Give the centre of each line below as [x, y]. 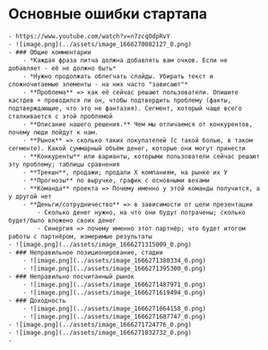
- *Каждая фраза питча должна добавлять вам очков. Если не [125, 60]
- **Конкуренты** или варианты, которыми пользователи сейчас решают [142, 156]
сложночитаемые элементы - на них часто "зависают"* [98, 84]
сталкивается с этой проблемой [61, 116]
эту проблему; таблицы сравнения [64, 164]
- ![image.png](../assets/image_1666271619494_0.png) [114, 292]
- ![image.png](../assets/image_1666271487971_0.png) [114, 284]
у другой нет [30, 196]
